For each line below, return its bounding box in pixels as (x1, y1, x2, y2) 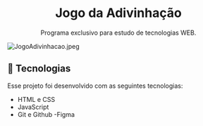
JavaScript (17, 103, 49, 111)
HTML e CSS (17, 95, 56, 103)
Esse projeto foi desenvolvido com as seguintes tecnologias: (7, 81, 183, 90)
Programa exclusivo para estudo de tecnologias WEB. (40, 28, 197, 37)
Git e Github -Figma (17, 110, 75, 118)
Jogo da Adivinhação (55, 5, 182, 21)
